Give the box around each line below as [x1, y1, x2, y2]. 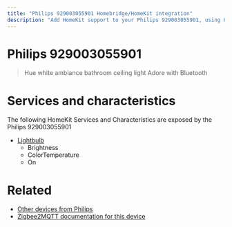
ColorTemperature [27, 151, 79, 159]
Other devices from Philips [17, 205, 93, 213]
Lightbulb [17, 136, 45, 144]
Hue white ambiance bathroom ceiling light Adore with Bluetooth [23, 69, 208, 77]
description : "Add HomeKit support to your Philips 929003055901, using [7, 17, 221, 23]
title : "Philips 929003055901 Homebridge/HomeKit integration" [7, 10, 193, 17]
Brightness [27, 144, 59, 152]
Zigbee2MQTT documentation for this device [17, 213, 146, 221]
